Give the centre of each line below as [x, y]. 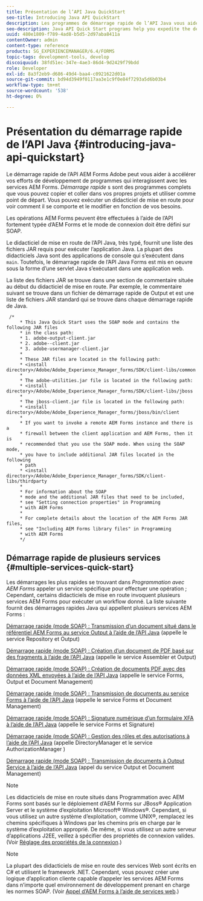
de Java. [17, 306]
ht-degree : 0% [24, 96]
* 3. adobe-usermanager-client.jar [65, 349]
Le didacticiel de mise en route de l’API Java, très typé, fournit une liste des [100, 242]
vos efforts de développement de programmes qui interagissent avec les [97, 180]
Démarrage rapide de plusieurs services [84, 558]
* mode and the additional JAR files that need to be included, [102, 497]
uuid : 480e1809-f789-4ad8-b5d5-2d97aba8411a [63, 35]
